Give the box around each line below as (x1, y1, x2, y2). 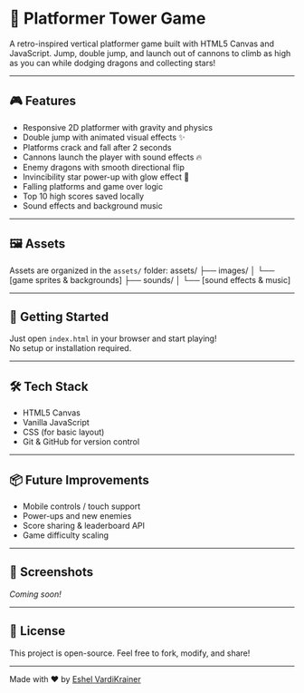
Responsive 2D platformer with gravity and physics (22, 122, 214, 132)
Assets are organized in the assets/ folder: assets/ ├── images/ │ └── (9, 265, 275, 276)
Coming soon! (9, 589, 62, 600)
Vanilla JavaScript (22, 417, 90, 428)
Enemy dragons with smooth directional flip (22, 161, 185, 172)
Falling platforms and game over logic (22, 181, 164, 191)
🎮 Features (9, 93, 77, 109)
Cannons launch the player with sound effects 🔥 (22, 151, 203, 162)
